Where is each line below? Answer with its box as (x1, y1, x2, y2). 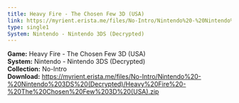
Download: (7, 72, 41, 81)
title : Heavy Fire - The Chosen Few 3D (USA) (7, 10, 144, 18)
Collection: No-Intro (7, 65, 68, 73)
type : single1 (7, 23, 50, 31)
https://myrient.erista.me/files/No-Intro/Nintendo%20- (41, 72, 201, 81)
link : (7, 17, 23, 24)
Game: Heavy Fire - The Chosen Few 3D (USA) (7, 50, 146, 58)
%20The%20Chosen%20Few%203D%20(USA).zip (7, 87, 159, 96)
